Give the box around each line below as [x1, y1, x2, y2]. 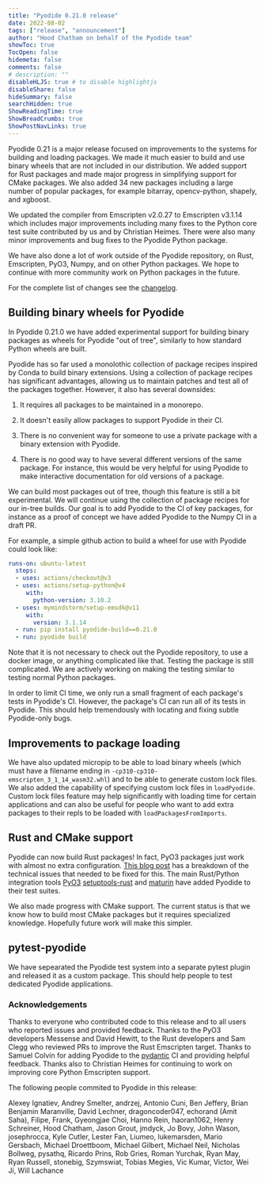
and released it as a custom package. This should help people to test [8, 970, 233, 980]
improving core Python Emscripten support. [8, 1067, 151, 1077]
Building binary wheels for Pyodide [8, 306, 184, 320]
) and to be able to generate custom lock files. [107, 774, 257, 784]
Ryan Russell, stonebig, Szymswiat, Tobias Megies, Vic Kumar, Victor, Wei [8, 1157, 249, 1166]
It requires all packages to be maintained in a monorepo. [19, 400, 204, 409]
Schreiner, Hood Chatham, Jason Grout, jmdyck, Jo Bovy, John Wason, [8, 1123, 240, 1133]
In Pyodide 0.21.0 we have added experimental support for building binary [8, 327, 249, 336]
